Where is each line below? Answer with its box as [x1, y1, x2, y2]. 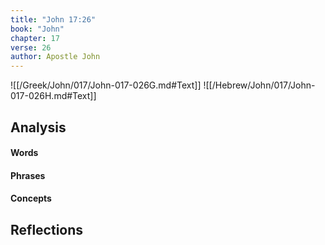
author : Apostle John [10, 52, 101, 62]
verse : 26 [10, 42, 52, 53]
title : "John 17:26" [10, 14, 97, 25]
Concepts [10, 192, 52, 205]
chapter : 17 [10, 33, 60, 43]
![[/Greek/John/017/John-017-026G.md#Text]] [10, 79, 202, 91]
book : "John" [10, 24, 65, 34]
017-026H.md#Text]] [10, 90, 97, 102]
